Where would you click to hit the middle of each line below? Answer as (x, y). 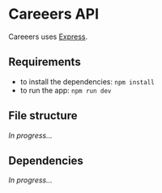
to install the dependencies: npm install (87, 81)
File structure (43, 116)
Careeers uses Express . (48, 36)
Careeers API (54, 14)
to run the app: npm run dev (66, 90)
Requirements (45, 62)
